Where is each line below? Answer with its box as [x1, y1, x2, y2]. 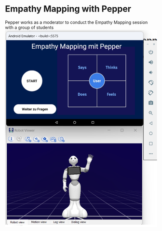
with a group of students [5, 24, 54, 30]
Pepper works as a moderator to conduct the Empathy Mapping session [5, 19, 148, 25]
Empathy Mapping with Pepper [5, 3, 132, 14]
